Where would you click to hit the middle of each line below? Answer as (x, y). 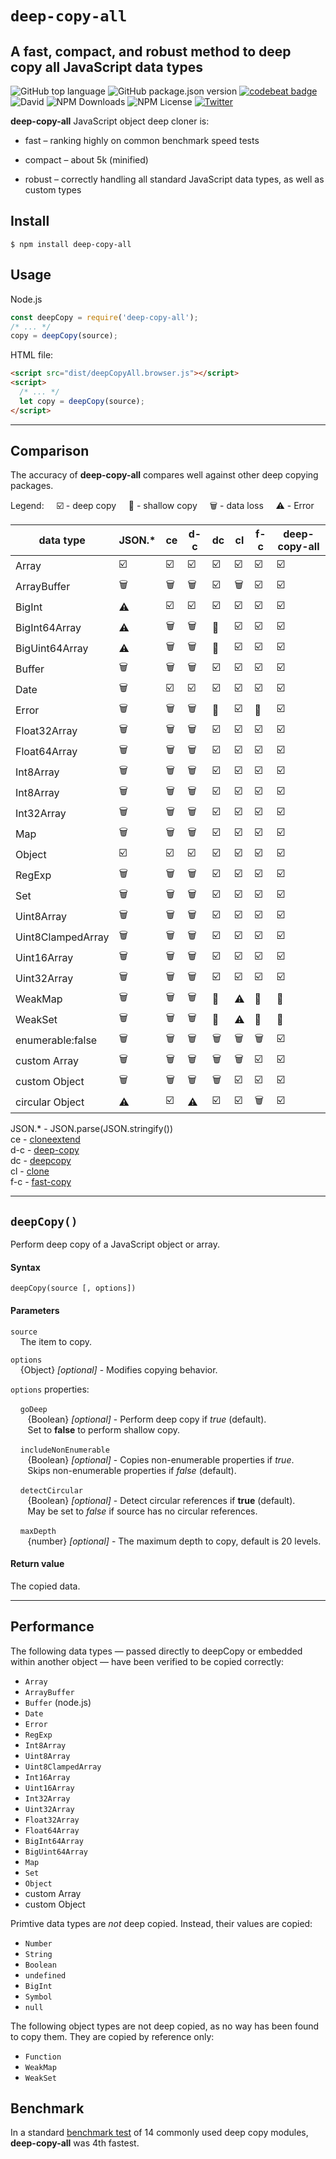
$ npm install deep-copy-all (71, 244)
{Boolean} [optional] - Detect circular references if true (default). (161, 1500)
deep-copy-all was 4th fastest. (75, 2143)
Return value (37, 1564)
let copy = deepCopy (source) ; (82, 401)
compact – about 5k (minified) (86, 160)
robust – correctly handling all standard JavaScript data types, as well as (174, 179)
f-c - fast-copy (41, 1182)
